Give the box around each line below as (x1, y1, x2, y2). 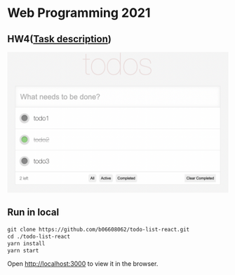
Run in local (7, 206, 60, 219)
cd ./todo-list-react (7, 233, 71, 240)
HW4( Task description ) (7, 33, 112, 45)
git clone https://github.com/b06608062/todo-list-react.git (7, 226, 190, 233)
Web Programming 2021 (7, 5, 151, 21)
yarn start (7, 247, 39, 254)
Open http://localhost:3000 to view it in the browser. (7, 259, 159, 268)
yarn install (7, 240, 46, 247)
